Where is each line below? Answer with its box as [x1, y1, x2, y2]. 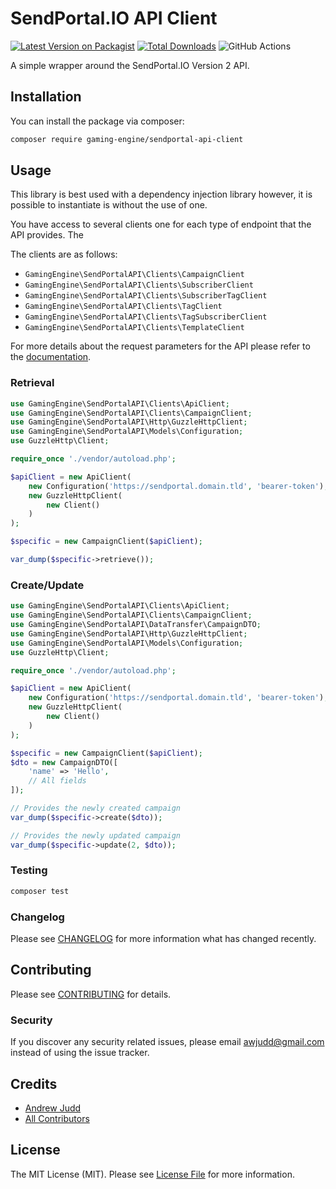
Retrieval [10, 376, 55, 390]
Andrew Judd [24, 1102, 82, 1114]
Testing [10, 863, 48, 877]
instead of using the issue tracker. [10, 1047, 150, 1059]
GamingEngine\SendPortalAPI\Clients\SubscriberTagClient [24, 291, 268, 301]
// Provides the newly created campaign [10, 803, 182, 814]
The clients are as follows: [10, 248, 118, 261]
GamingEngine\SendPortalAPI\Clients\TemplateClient [24, 323, 245, 333]
